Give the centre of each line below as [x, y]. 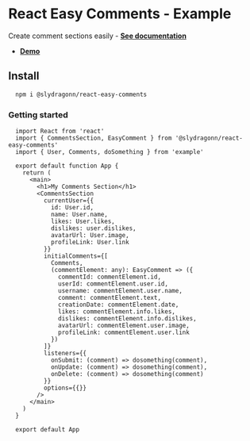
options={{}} [65, 388]
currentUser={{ [68, 200]
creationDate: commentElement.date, [119, 305]
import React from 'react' [60, 131]
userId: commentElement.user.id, [113, 284]
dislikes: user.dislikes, [93, 228]
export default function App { [67, 166]
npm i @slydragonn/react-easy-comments [81, 94]
